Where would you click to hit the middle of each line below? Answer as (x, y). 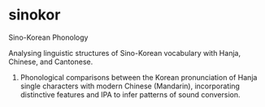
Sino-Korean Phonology (48, 37)
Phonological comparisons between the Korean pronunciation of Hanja (139, 77)
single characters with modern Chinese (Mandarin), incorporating (130, 86)
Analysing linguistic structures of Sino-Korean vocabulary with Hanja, (125, 53)
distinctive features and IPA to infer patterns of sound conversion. (130, 94)
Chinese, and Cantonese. (51, 62)
